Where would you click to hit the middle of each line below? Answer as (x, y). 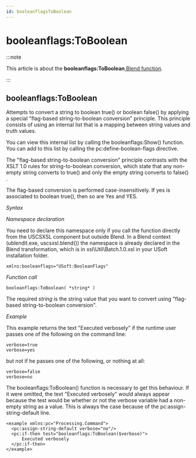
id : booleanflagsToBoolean (39, 11)
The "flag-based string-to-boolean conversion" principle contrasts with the (97, 160)
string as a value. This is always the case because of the (91, 407)
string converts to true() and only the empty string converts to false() (106, 173)
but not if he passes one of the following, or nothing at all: (75, 361)
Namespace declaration (35, 219)
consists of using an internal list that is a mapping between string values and (98, 125)
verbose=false (23, 372)
